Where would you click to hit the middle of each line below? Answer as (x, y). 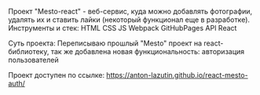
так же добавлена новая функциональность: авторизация (148, 51)
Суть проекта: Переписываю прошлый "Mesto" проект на (105, 43)
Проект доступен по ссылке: (56, 75)
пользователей (33, 60)
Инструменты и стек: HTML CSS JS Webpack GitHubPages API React (123, 28)
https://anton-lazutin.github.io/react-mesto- (177, 75)
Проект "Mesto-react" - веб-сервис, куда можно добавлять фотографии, (130, 11)
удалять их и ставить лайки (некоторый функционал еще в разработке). (129, 20)
